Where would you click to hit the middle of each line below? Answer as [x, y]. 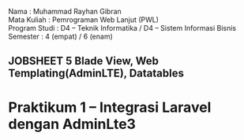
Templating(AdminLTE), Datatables [96, 74]
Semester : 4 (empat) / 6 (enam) [60, 36]
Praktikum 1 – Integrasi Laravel [110, 107]
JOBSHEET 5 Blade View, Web [84, 61]
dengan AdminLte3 [72, 124]
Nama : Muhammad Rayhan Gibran [65, 11]
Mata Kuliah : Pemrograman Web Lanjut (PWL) [84, 20]
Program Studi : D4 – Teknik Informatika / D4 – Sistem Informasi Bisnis [122, 28]
